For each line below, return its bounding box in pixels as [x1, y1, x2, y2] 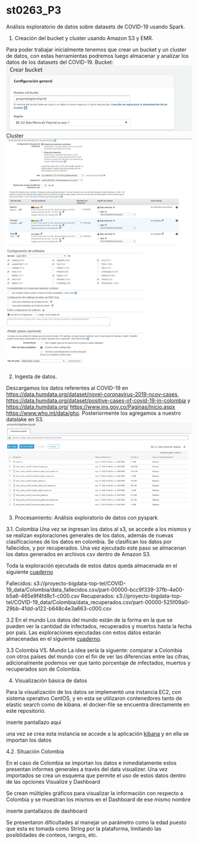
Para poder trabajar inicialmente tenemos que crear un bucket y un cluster [6, 46, 187, 53]
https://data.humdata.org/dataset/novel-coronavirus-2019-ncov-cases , [6, 391, 179, 398]
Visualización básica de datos [14, 677, 87, 684]
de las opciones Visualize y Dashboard [6, 778, 100, 785]
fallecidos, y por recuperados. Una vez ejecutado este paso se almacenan [6, 544, 187, 551]
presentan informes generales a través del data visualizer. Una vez [6, 765, 168, 772]
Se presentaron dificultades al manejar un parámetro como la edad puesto [6, 819, 187, 826]
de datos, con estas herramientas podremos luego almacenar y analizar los [6, 52, 189, 59]
